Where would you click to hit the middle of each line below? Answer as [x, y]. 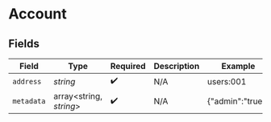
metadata [29, 101]
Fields [24, 44]
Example [238, 66]
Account [38, 14]
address [27, 81]
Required [128, 66]
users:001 [227, 81]
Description [177, 66]
